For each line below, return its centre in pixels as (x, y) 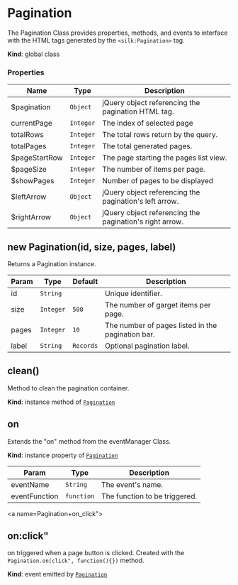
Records (85, 346)
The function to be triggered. (149, 496)
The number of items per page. (154, 170)
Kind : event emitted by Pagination (57, 574)
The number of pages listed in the (161, 326)
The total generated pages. (147, 146)
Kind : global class (34, 54)
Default (85, 282)
